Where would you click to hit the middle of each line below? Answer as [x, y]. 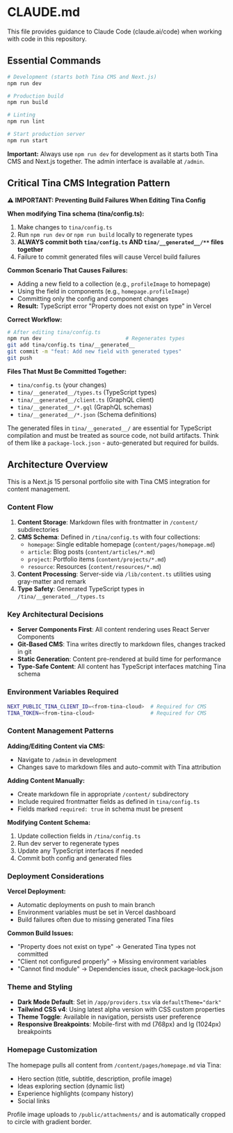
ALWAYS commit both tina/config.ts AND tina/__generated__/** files [120, 242]
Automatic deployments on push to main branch [86, 904]
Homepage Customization [53, 1050]
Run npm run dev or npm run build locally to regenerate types [105, 234]
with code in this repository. [47, 38]
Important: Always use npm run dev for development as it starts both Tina [113, 153]
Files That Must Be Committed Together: [67, 371]
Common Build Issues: [41, 933]
